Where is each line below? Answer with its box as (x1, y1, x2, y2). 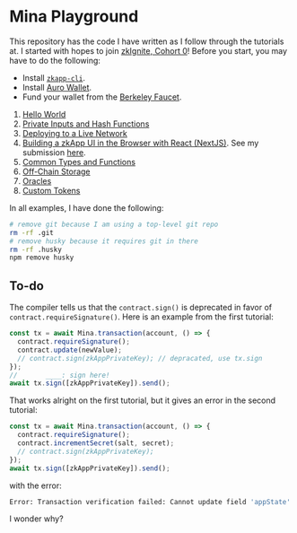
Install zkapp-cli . (22, 72, 85, 83)
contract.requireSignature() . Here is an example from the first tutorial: (9, 311, 274, 322)
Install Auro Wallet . (22, 82, 92, 92)
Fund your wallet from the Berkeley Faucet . (22, 92, 182, 102)
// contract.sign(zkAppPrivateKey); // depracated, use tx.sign (17, 354, 263, 363)
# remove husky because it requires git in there (9, 236, 199, 246)
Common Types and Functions (22, 156, 136, 167)
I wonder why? (9, 513, 65, 524)
